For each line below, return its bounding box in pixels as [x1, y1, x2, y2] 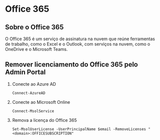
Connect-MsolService [12, 109, 54, 114]
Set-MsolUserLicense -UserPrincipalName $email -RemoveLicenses [12, 126, 146, 132]
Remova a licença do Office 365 [12, 117, 77, 123]
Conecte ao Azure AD [12, 81, 56, 87]
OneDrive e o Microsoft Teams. [5, 47, 68, 52]
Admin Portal [5, 68, 46, 76]
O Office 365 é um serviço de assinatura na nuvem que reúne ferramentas [5, 36, 155, 42]
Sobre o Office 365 [5, 23, 64, 31]
